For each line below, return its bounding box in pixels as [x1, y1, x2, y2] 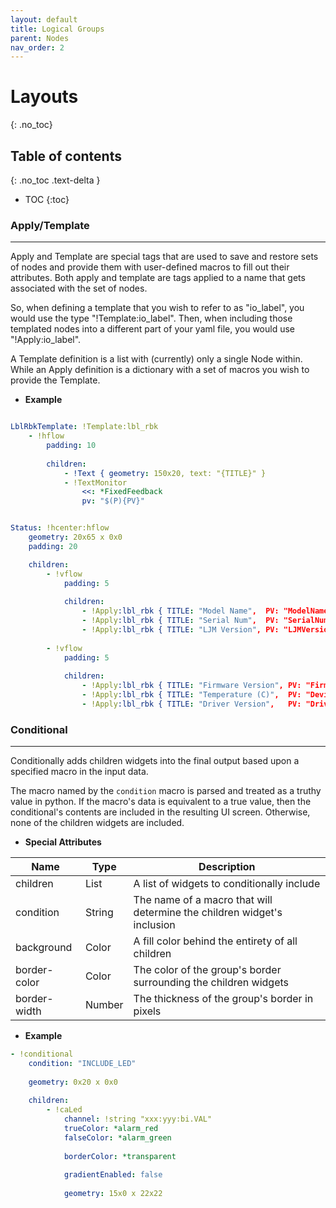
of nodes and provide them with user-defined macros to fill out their [10, 261, 290, 273]
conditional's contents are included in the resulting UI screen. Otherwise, [10, 806, 311, 818]
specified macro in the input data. [10, 766, 149, 778]
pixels [133, 1004, 162, 1018]
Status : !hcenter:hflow [10, 523, 110, 533]
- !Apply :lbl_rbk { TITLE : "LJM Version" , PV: [81, 624, 280, 635]
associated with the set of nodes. [10, 282, 148, 295]
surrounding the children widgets [133, 976, 290, 990]
